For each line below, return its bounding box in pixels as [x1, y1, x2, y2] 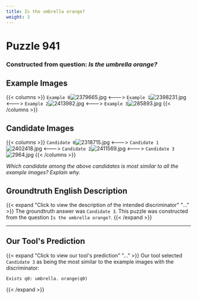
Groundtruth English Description [6, 186, 128, 196]
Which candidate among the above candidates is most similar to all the [6, 162, 179, 170]
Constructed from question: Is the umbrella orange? [6, 60, 158, 68]
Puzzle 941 [6, 39, 60, 53]
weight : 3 [6, 14, 30, 20]
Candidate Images [6, 123, 74, 133]
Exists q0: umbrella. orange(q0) [6, 276, 88, 281]
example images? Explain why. [6, 169, 81, 176]
